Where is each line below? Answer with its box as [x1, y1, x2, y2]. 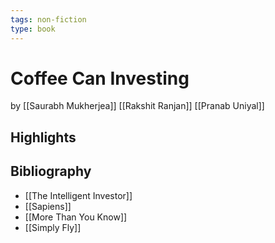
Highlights [10, 129, 77, 146]
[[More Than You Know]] [24, 211, 128, 223]
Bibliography [10, 163, 92, 180]
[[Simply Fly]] [24, 221, 82, 233]
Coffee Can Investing [10, 67, 190, 90]
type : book [10, 24, 56, 34]
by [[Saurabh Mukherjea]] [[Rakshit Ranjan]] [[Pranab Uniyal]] [10, 100, 265, 112]
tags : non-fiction [10, 14, 87, 25]
